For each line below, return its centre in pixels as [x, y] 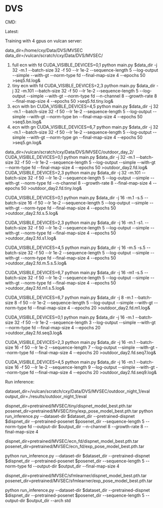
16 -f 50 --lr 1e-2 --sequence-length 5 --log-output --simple [88, 203]
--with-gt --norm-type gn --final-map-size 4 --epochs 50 [84, 137]
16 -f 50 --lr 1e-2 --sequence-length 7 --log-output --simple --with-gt [84, 347]
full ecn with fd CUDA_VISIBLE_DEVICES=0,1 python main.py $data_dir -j [84, 65]
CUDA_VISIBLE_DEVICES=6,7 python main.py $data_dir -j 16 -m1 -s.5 [74, 272]
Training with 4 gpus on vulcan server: [44, 41]
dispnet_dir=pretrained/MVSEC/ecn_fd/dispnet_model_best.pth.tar [72, 441]
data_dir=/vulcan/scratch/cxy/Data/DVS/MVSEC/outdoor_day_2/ [69, 152]
